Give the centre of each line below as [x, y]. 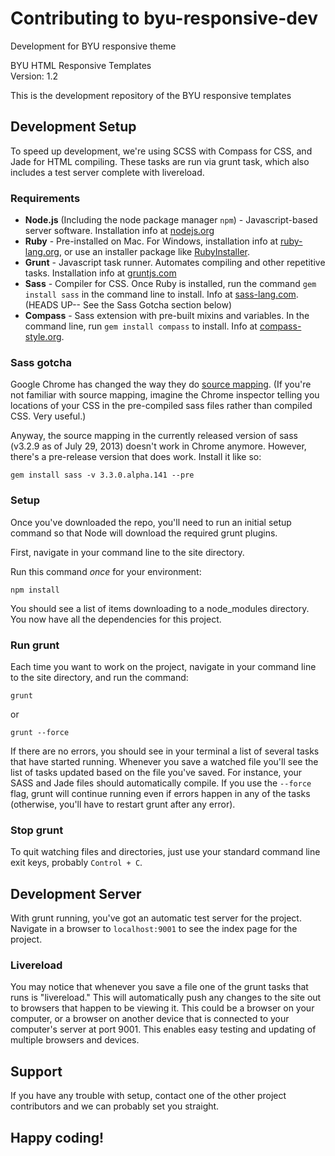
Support [36, 1071]
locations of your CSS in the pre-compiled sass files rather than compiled [161, 406]
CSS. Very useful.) [48, 416]
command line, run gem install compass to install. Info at [141, 326]
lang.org [42, 252]
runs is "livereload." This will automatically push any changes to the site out [166, 998]
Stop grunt [37, 830]
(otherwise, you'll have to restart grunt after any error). [123, 804]
